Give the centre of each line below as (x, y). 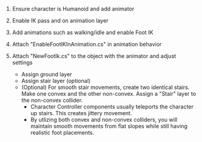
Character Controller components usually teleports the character (112, 107)
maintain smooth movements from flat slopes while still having (109, 126)
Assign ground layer (47, 74)
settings (22, 62)
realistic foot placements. (62, 133)
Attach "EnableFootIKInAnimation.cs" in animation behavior (87, 44)
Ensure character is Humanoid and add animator (73, 9)
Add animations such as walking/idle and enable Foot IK (83, 32)
